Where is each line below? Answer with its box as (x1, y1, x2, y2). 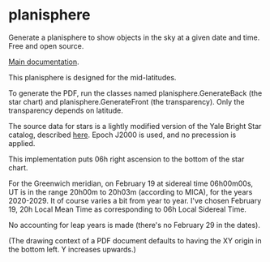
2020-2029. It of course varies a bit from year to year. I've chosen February (8, 195, 262, 205)
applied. (8, 138, 36, 148)
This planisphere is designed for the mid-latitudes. (8, 72, 177, 82)
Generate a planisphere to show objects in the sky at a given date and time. (8, 32, 260, 42)
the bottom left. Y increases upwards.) (8, 244, 136, 254)
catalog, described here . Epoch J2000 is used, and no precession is (8, 130, 237, 140)
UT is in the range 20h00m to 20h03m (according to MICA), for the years (8, 187, 253, 196)
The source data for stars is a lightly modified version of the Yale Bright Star (8, 121, 262, 131)
